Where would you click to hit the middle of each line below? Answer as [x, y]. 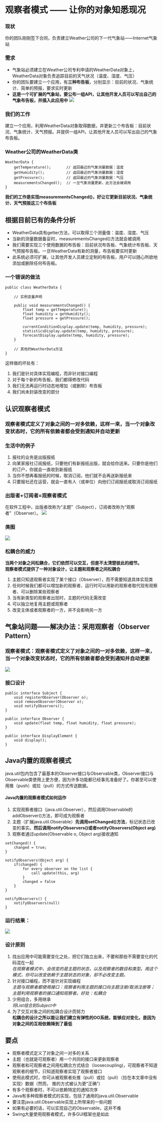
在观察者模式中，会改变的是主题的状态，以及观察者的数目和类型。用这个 [85, 968]
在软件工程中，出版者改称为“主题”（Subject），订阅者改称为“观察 [70, 507]
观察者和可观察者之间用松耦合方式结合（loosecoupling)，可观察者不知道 [85, 1065]
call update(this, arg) [55, 873]
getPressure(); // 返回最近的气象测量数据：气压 [69, 178]
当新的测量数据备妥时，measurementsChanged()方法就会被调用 [76, 239]
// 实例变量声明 [28, 297]
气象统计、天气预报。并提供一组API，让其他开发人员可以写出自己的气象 [85, 132]
